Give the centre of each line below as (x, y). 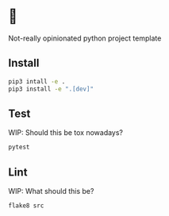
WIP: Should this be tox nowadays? (66, 133)
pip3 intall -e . (37, 81)
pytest (19, 147)
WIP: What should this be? (51, 191)
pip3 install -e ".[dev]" (51, 89)
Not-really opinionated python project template (85, 38)
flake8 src (26, 206)
